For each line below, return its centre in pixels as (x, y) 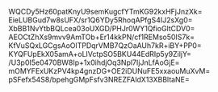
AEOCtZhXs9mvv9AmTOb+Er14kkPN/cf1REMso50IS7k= (102, 37)
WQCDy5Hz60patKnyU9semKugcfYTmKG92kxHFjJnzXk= (105, 12)
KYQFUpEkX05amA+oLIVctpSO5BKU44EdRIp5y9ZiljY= (100, 54)
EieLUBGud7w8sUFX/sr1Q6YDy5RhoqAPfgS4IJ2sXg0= (101, 20)
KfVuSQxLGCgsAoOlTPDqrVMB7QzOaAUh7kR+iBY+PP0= (105, 46)
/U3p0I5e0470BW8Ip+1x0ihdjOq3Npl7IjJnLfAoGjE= (94, 62)
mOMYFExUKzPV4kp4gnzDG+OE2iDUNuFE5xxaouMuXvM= (109, 71)
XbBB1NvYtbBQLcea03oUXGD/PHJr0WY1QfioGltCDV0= (102, 28)
